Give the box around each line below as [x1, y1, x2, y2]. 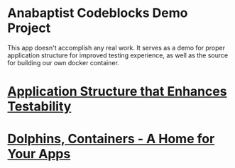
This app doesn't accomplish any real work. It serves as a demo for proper [7, 43, 226, 52]
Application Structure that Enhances [7, 84, 227, 100]
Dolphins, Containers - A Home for [7, 131, 215, 147]
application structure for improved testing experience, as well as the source [7, 51, 229, 60]
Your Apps [7, 146, 71, 162]
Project [7, 20, 51, 36]
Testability [7, 99, 72, 115]
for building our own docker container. [7, 58, 119, 67]
